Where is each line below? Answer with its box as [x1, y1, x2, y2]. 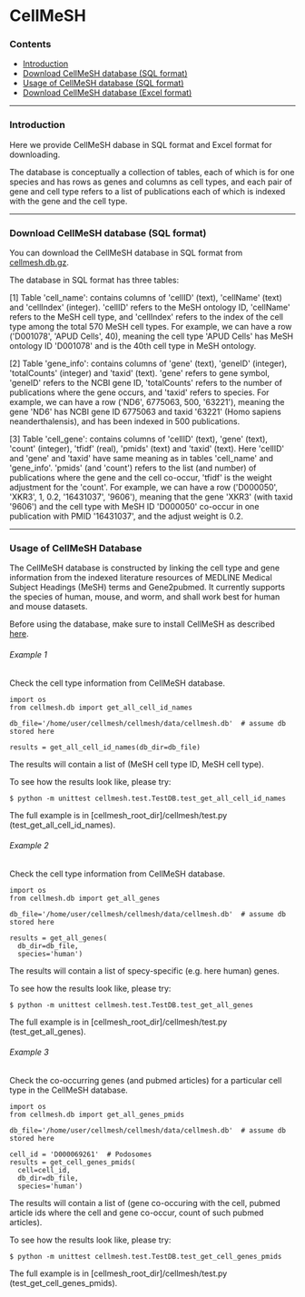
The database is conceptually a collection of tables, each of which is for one [9, 166, 295, 177]
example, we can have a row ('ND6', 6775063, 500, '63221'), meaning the [9, 397, 285, 408]
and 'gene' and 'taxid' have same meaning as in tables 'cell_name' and [9, 453, 274, 464]
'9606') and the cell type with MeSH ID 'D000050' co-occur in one [9, 501, 260, 512]
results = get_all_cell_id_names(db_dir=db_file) [9, 742, 202, 752]
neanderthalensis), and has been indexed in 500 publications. [9, 416, 241, 427]
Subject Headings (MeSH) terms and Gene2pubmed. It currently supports [9, 582, 286, 593]
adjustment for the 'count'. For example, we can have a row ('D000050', [9, 482, 279, 493]
